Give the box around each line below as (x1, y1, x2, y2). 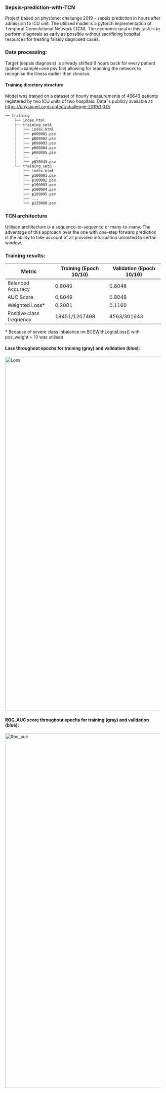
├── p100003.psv (23, 182, 56, 187)
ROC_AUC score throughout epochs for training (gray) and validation (5, 717, 149, 723)
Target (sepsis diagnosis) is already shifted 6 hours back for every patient (5, 60, 156, 66)
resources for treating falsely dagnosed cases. (5, 36, 100, 42)
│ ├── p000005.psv (14, 150, 56, 155)
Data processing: (5, 49, 47, 56)
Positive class (7, 310, 40, 317)
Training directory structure (5, 82, 64, 88)
